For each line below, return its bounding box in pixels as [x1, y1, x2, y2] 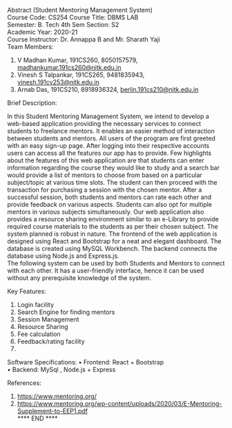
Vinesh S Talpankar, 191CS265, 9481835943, [17, 71, 145, 79]
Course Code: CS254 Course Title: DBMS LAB [7, 13, 139, 21]
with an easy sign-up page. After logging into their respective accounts [7, 142, 210, 149]
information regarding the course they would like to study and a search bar [7, 164, 220, 171]
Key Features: [7, 287, 46, 295]
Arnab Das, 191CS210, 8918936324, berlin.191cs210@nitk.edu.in [17, 86, 199, 93]
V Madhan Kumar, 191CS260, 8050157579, [17, 56, 138, 64]
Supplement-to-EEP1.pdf [17, 407, 88, 415]
